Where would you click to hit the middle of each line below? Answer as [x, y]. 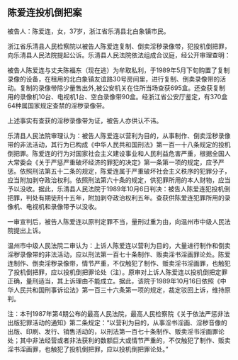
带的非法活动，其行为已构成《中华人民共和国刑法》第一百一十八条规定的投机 [119, 145]
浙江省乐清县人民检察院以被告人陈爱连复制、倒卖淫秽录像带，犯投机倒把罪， [119, 46]
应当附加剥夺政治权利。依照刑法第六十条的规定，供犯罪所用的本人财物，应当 [119, 180]
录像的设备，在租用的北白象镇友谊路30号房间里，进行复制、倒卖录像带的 [114, 79]
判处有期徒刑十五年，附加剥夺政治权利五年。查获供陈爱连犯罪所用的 [125, 198]
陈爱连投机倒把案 [45, 13]
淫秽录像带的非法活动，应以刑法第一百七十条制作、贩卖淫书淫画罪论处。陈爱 [119, 254]
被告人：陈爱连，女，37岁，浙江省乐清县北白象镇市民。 [89, 31]
